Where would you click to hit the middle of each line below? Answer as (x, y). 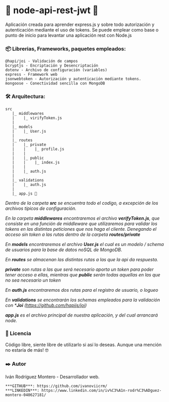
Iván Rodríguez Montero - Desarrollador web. (52, 377)
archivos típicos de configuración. (41, 208)
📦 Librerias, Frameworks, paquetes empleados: (66, 49)
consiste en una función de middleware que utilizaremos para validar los (81, 224)
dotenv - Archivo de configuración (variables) (56, 70)
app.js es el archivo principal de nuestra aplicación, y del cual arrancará (82, 315)
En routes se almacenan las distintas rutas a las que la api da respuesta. (82, 259)
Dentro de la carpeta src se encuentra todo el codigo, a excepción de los (82, 203)
